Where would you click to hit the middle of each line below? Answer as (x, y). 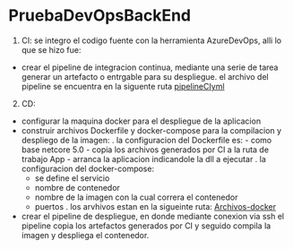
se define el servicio (72, 178)
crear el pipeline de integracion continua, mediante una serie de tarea (150, 67)
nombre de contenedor (77, 187)
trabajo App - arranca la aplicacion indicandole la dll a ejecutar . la (143, 159)
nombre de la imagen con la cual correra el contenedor (136, 197)
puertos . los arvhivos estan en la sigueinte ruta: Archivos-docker (155, 206)
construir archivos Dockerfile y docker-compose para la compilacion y (151, 130)
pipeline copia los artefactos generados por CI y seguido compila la (146, 226)
